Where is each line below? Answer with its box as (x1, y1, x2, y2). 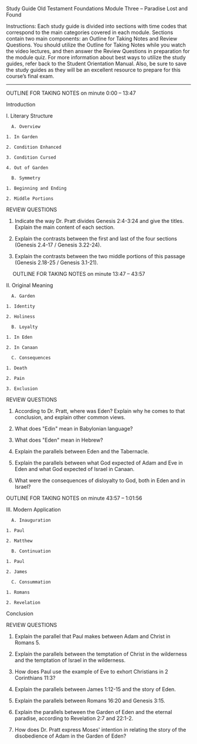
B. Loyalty (11, 324, 38, 330)
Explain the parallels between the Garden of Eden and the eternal (14, 709, 172, 715)
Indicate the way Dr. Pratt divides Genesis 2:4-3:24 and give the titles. (14, 218, 184, 224)
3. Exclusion (6, 386, 38, 392)
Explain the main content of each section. (14, 223, 116, 231)
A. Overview (11, 124, 41, 129)
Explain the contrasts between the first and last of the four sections (14, 235, 178, 242)
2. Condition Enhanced (6, 144, 62, 150)
